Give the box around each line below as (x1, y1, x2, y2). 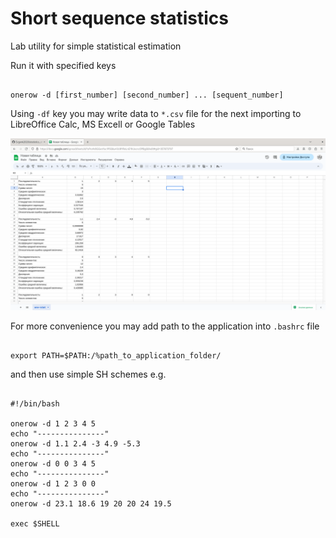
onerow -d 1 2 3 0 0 (10, 478, 97, 489)
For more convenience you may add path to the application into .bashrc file (10, 320, 320, 332)
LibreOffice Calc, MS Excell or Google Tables (10, 118, 196, 130)
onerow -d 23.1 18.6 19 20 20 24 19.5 (10, 498, 172, 509)
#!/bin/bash (10, 398, 60, 409)
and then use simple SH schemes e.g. (10, 368, 167, 380)
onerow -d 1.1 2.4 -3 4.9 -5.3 (10, 438, 141, 449)
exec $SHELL (10, 518, 60, 529)
